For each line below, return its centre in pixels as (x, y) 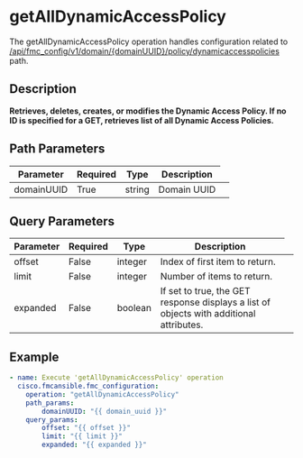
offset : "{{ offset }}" (86, 428)
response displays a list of (215, 302)
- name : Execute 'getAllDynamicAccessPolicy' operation (116, 378)
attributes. (182, 325)
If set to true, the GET (205, 291)
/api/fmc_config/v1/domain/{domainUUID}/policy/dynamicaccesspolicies (144, 50)
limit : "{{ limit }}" (83, 436)
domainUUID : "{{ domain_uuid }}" (105, 411)
